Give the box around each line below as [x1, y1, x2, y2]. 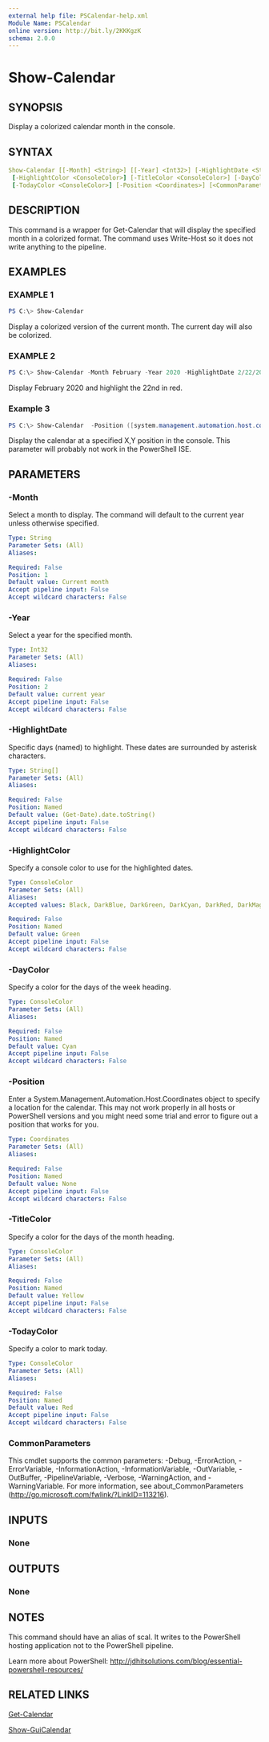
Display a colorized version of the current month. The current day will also [8, 322, 253, 331]
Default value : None [8, 1180, 78, 1188]
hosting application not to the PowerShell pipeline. [8, 1640, 174, 1650]
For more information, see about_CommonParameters [66, 1481, 244, 1491]
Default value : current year [8, 690, 106, 698]
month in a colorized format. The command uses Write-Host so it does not [8, 233, 254, 243]
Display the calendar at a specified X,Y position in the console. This [8, 436, 231, 445]
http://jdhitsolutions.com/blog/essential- [110, 1656, 243, 1666]
